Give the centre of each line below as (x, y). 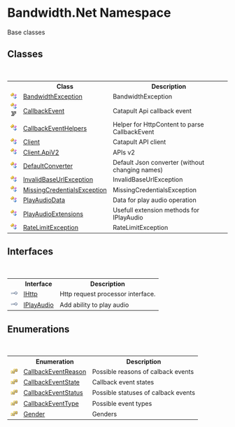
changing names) (138, 170)
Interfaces (30, 252)
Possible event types (122, 403)
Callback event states (123, 382)
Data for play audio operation (155, 200)
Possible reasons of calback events (143, 371)
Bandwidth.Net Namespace (89, 13)
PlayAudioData (44, 200)
